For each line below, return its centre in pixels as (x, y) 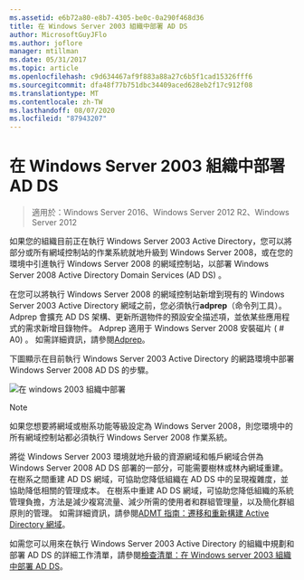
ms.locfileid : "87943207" (58, 119)
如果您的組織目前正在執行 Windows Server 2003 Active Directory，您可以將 (151, 242)
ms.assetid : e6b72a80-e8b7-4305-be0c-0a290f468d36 (107, 18)
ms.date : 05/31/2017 (48, 60)
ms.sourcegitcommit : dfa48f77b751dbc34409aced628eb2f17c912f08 (131, 85)
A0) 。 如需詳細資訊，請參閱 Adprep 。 (80, 339)
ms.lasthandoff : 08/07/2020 (62, 110)
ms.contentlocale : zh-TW (56, 102)
